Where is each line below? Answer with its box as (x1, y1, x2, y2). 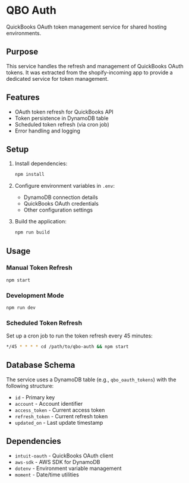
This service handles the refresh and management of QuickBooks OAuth (6, 62, 184, 70)
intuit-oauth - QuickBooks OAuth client (14, 452, 114, 459)
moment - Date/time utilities (14, 471, 79, 478)
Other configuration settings (23, 206, 93, 214)
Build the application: (14, 218, 67, 225)
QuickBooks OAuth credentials (23, 200, 99, 207)
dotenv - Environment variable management (14, 465, 122, 472)
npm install (14, 172, 45, 178)
